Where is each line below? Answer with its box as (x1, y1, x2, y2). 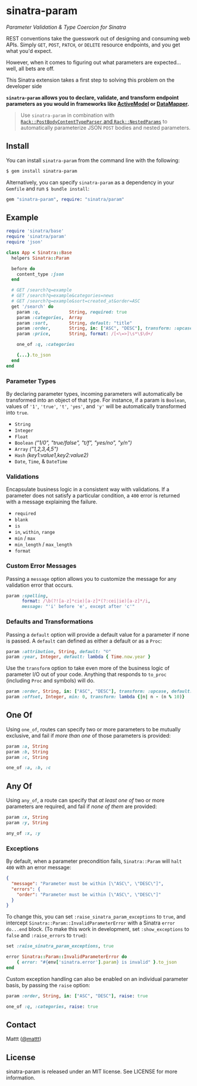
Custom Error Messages (6, 562, 77, 570)
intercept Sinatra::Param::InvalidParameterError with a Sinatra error (6, 919, 175, 926)
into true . (6, 409, 29, 416)
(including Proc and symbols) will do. (6, 677, 95, 684)
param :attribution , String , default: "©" (6, 648, 111, 654)
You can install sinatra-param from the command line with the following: (6, 157, 180, 164)
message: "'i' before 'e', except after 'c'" (21, 604, 135, 610)
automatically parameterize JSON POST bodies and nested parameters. (20, 124, 191, 131)
